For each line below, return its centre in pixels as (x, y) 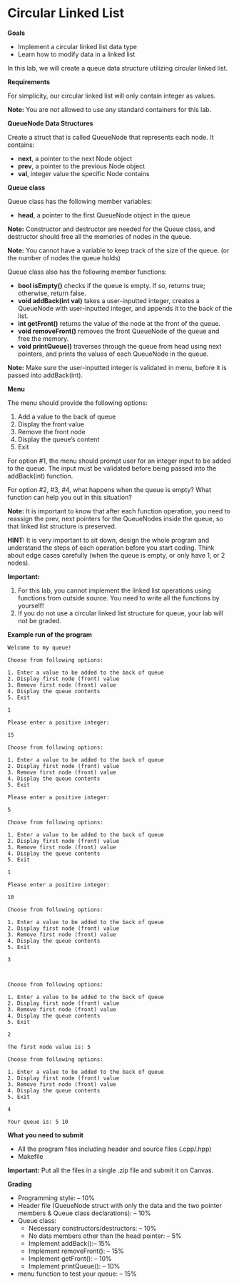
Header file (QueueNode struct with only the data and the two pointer (120, 1205)
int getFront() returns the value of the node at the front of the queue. (119, 323)
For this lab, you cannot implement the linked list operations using (115, 590)
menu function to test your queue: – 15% (77, 1274)
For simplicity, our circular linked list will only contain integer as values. (112, 96)
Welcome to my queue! (40, 647)
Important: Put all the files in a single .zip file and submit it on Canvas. (111, 1170)
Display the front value (51, 424)
